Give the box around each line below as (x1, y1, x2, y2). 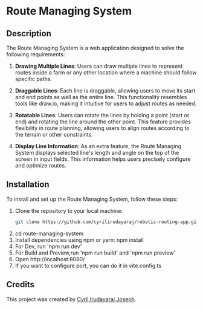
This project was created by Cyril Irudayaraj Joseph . (6, 295, 137, 303)
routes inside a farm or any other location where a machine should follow (14, 69, 197, 76)
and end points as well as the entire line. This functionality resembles (14, 94, 187, 100)
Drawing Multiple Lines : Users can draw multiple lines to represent (14, 62, 183, 70)
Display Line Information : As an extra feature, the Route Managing (14, 143, 182, 149)
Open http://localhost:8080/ (14, 255, 85, 262)
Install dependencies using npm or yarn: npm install (14, 236, 144, 243)
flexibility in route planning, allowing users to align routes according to (14, 125, 190, 131)
